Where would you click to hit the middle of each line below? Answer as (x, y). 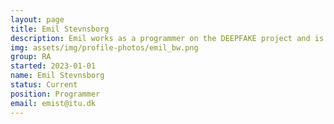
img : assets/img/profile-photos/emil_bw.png (104, 47)
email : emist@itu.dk (53, 103)
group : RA (31, 57)
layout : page (37, 19)
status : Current (44, 85)
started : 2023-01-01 (53, 66)
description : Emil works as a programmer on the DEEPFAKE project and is (167, 38)
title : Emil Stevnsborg (60, 29)
